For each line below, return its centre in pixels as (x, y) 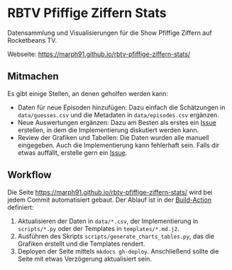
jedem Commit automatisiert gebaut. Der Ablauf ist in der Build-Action (109, 200)
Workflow (29, 175)
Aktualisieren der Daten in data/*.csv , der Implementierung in (108, 221)
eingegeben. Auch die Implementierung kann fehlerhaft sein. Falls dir (118, 145)
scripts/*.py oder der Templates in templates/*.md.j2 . (98, 228)
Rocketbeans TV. (32, 40)
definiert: (21, 207)
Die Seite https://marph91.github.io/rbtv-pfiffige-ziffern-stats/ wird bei (110, 192)
